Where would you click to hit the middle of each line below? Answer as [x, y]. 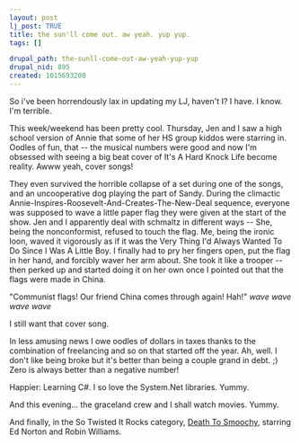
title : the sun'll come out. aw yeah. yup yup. [100, 34]
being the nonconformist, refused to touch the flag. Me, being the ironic [142, 231]
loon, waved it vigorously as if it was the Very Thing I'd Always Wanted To [146, 241]
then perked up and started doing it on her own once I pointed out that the [147, 270]
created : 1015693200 [48, 76]
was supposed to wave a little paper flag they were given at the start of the [148, 212]
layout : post [34, 18]
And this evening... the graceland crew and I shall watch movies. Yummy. [144, 404]
